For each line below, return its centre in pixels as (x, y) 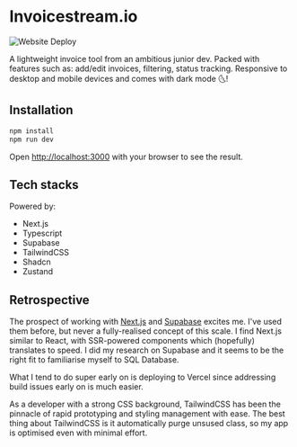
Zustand (38, 272)
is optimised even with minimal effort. (79, 433)
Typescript (42, 233)
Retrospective (49, 300)
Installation (41, 110)
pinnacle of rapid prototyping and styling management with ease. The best (147, 414)
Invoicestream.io (74, 17)
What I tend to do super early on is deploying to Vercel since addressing (143, 377)
